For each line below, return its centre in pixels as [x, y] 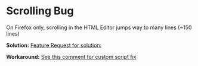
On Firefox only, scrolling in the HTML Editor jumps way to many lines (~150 [99, 27]
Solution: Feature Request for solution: [54, 45]
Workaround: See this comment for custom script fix [71, 56]
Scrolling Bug [40, 11]
